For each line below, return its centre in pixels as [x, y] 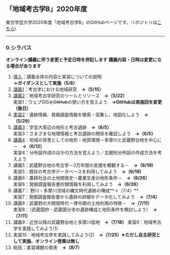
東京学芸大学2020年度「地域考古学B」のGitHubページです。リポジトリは [81, 22]
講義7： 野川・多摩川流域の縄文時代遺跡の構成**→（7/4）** [76, 191]
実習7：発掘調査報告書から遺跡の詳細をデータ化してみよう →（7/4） [86, 197]
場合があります [25, 66]
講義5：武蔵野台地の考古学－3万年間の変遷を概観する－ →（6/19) [83, 165]
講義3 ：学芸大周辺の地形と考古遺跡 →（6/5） [62, 127]
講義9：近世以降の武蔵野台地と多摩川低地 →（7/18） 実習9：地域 [83, 222]
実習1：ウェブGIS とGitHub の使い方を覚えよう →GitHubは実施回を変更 [88, 102]
